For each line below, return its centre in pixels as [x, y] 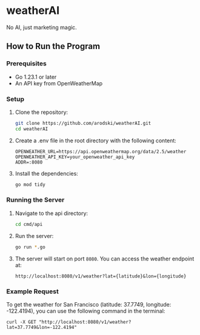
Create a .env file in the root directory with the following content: [96, 141]
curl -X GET [21, 322]
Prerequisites [26, 64]
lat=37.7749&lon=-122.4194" [42, 327]
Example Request [32, 291]
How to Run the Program [53, 46]
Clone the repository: [42, 112]
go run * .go [30, 247]
